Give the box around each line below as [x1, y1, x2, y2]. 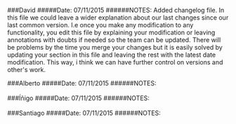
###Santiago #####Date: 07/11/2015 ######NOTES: [7, 109, 162, 117]
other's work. [7, 66, 46, 74]
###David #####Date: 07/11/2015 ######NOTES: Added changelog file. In [7, 6, 225, 14]
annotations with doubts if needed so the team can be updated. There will [7, 36, 221, 44]
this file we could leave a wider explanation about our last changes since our [7, 13, 229, 22]
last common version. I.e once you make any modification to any [7, 21, 194, 29]
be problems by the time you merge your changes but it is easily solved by [7, 43, 223, 51]
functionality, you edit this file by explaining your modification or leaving [7, 28, 216, 36]
